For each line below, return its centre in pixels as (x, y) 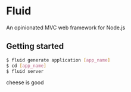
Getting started (35, 46)
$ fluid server (25, 71)
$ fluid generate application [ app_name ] (58, 60)
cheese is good (25, 82)
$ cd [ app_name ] (26, 66)
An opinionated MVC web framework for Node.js (66, 27)
